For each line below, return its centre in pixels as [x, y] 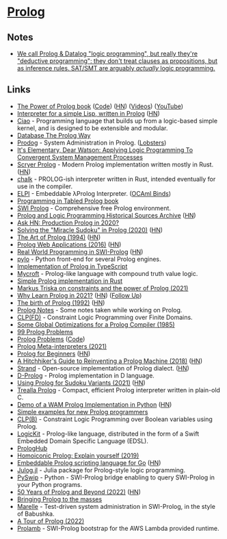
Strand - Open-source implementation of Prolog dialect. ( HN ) [103, 368]
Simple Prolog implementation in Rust [70, 281]
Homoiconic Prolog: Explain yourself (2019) [78, 455]
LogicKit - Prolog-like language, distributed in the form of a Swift [108, 434]
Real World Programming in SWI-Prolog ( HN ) [80, 251]
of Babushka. [36, 514]
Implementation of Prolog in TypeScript [72, 266]
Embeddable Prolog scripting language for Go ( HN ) [89, 462]
